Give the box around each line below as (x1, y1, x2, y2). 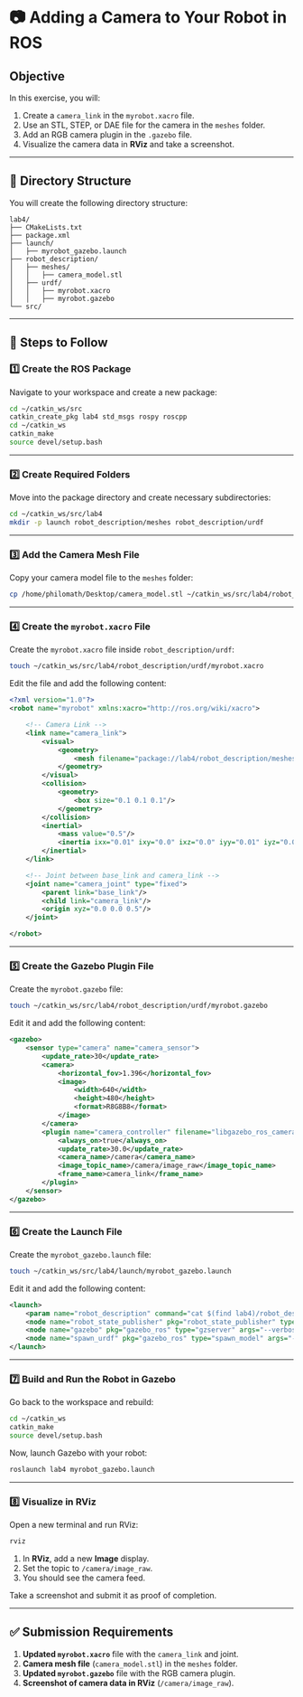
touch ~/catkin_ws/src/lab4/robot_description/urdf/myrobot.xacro (9, 662, 264, 671)
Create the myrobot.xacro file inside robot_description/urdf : (9, 644, 234, 655)
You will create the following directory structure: (9, 197, 188, 208)
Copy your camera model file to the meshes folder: (9, 572, 194, 583)
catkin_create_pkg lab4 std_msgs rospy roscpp (9, 412, 188, 421)
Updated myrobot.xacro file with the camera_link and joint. (22, 1648, 239, 1659)
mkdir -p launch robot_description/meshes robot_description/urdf (9, 518, 264, 527)
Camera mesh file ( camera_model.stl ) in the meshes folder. (22, 1658, 238, 1669)
